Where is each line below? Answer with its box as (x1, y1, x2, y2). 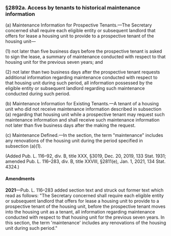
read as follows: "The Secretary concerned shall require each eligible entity (5, 192, 164, 198)
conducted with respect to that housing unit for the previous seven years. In (5, 214, 165, 220)
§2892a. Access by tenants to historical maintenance (5, 4, 140, 11)
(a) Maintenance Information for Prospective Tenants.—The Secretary (5, 22, 152, 28)
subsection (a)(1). (5, 143, 42, 149)
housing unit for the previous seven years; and (5, 59, 103, 65)
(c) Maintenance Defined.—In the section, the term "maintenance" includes (5, 132, 163, 138)
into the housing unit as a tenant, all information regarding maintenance (5, 208, 155, 215)
